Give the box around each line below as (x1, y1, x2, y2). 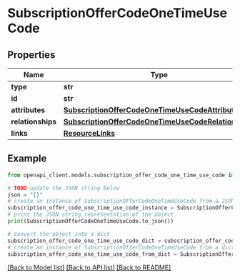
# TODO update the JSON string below (7, 184, 120, 192)
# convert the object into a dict (7, 230, 111, 237)
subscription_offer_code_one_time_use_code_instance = (7, 204, 174, 212)
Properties (7, 49, 56, 61)
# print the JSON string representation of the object (7, 211, 174, 219)
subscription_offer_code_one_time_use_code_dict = (7, 237, 161, 244)
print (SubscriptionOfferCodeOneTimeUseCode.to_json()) (7, 218, 174, 225)
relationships (11, 116, 57, 126)
